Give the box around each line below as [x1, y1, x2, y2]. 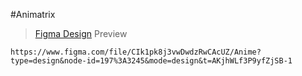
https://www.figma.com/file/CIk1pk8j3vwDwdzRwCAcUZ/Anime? [10, 47, 262, 57]
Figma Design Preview [34, 28, 128, 39]
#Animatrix [10, 9, 56, 20]
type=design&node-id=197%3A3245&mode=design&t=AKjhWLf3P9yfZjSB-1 [10, 56, 293, 66]
